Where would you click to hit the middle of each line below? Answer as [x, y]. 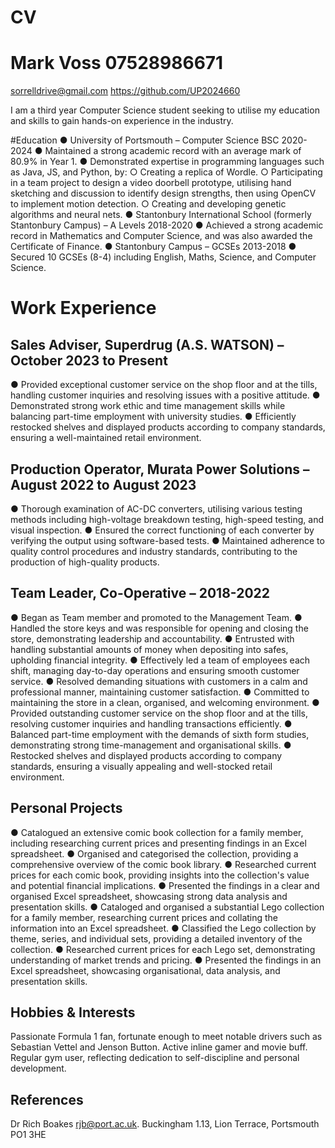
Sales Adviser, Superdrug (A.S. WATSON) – [147, 344]
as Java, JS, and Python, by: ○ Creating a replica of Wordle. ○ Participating [166, 172]
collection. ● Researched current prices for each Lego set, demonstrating [163, 949]
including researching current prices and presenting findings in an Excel [158, 843]
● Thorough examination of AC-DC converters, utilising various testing [156, 508]
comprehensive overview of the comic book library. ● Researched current [163, 864]
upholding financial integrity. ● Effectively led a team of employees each [160, 660]
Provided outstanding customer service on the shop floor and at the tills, [159, 713]
